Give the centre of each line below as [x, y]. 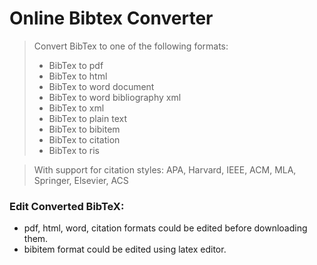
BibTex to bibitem [84, 129]
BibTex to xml [76, 108]
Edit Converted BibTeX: [67, 206]
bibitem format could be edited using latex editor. [125, 249]
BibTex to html [78, 76]
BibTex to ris [74, 150]
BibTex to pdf [76, 65]
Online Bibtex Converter [111, 18]
